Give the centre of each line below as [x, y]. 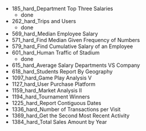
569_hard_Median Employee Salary [55, 34]
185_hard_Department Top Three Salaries [62, 9]
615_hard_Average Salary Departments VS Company [76, 65]
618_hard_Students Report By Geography [62, 71]
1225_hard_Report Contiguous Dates [56, 103]
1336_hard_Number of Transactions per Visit [66, 109]
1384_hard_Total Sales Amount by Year [59, 122]
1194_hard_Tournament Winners [51, 97]
